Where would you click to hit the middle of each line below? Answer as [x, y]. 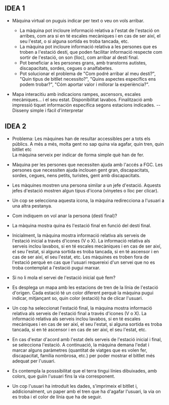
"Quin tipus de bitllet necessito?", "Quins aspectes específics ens [88, 79]
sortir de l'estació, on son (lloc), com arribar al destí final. [79, 57]
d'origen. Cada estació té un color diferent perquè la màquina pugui [83, 293]
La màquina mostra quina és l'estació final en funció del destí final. [81, 225]
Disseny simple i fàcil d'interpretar [48, 110]
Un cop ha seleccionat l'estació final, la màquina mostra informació [82, 308]
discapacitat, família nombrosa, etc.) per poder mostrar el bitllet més [83, 355]
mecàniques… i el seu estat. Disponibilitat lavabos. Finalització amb [82, 99]
